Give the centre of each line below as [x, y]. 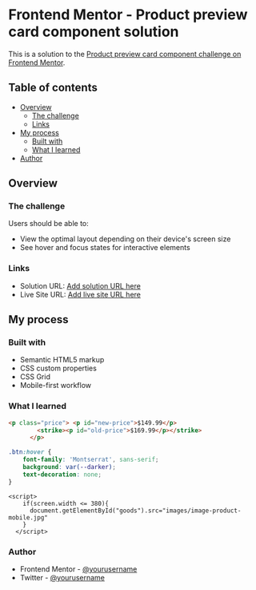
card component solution [94, 32]
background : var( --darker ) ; [69, 467]
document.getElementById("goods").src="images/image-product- [135, 511]
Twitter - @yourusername [62, 578]
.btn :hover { [30, 452]
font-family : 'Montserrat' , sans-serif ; [91, 460]
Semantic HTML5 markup [62, 360]
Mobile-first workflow [56, 386]
